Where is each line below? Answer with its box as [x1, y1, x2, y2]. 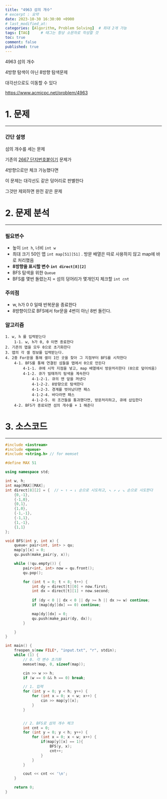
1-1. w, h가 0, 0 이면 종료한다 [14, 339, 74, 345]
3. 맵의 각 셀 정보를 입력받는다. [5, 350, 64, 355]
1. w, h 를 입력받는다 [5, 334, 46, 339]
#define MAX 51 [5, 460, 37, 465]
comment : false [5, 40, 37, 45]
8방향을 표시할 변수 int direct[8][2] [12, 264, 86, 269]
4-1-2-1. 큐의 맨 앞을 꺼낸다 [31, 376, 86, 381]
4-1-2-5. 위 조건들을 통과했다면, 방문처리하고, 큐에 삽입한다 [31, 397, 143, 403]
